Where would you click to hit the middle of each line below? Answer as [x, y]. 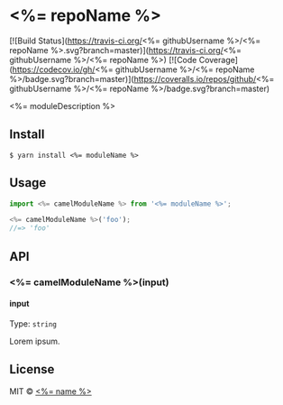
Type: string [33, 323]
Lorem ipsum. [35, 341]
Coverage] [219, 60]
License [32, 369]
